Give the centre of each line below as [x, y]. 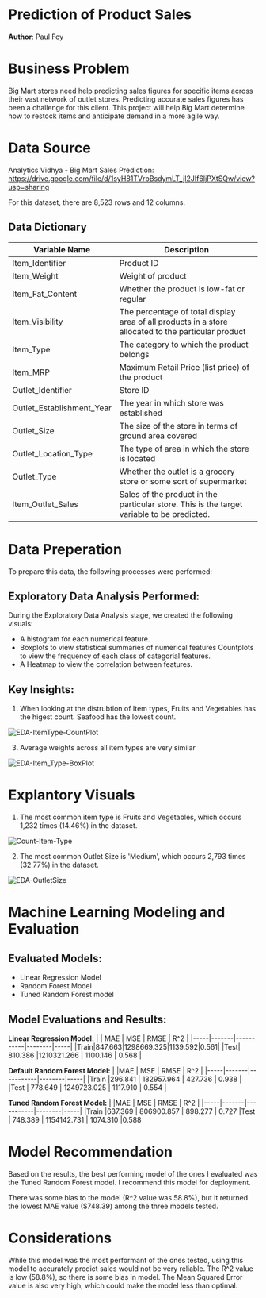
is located [137, 458]
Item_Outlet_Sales [46, 504]
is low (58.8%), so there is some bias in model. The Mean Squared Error [125, 1277]
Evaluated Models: [55, 958]
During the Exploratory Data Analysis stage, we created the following [121, 615]
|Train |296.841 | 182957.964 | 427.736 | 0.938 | [164, 1079]
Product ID [139, 263]
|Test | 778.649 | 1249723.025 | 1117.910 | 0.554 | [87, 1087]
